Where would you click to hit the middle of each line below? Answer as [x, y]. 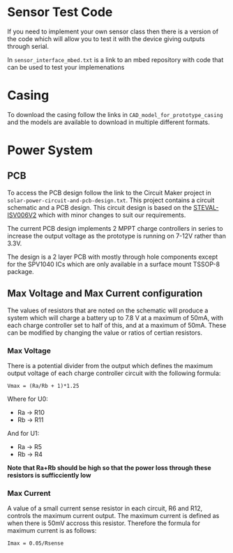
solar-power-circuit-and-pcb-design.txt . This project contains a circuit [111, 200]
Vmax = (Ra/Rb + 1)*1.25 [43, 386]
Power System [50, 150]
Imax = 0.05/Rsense [36, 544]
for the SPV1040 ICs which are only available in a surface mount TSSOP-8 [114, 264]
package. [21, 271]
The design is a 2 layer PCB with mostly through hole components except [113, 257]
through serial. [28, 46]
